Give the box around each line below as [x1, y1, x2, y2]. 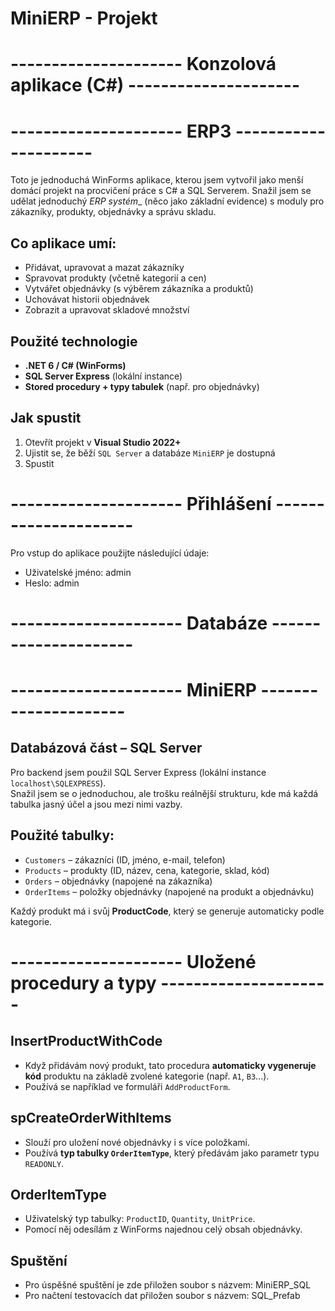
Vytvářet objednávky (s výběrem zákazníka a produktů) [24, 283, 254, 295]
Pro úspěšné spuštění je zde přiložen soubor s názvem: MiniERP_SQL [24, 1279, 312, 1291]
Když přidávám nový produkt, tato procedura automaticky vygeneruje [24, 1059, 317, 1071]
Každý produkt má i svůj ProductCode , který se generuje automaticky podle [10, 905, 325, 917]
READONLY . [24, 1157, 65, 1169]
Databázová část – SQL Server [10, 740, 203, 757]
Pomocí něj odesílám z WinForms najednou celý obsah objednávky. [24, 1223, 303, 1236]
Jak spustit [10, 410, 82, 427]
